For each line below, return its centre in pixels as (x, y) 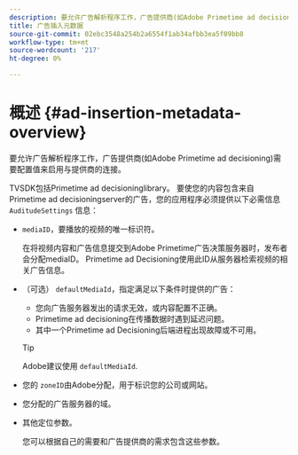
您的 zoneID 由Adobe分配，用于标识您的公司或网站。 (117, 384)
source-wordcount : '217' (55, 51)
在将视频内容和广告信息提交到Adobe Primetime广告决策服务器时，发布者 (155, 247)
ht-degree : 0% (35, 59)
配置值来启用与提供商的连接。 (71, 169)
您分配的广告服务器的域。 (69, 404)
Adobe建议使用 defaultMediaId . (80, 365)
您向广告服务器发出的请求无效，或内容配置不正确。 (129, 308)
